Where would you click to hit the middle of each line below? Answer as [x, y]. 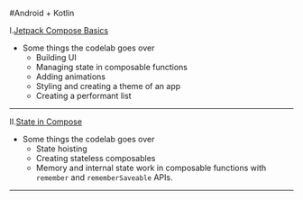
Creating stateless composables [96, 158]
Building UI [56, 57]
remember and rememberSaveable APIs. [104, 177]
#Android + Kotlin [42, 13]
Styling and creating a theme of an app [108, 86]
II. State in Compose [46, 122]
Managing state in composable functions [111, 67]
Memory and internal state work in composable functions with [151, 168]
